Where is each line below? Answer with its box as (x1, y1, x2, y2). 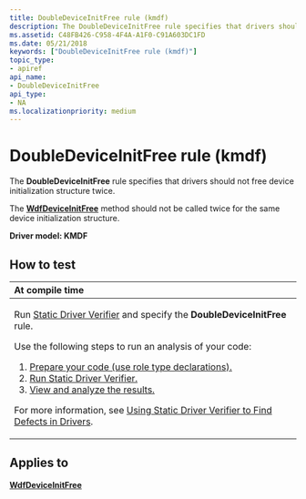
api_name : (9, 73, 47, 82)
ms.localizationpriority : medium (9, 107, 137, 116)
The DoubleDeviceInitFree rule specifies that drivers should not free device (9, 176, 294, 187)
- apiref (9, 65, 43, 74)
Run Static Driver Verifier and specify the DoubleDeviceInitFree (14, 309, 287, 321)
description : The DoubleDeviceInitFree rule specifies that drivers (9, 22, 275, 31)
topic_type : (9, 56, 55, 65)
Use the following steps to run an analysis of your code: (14, 341, 252, 352)
